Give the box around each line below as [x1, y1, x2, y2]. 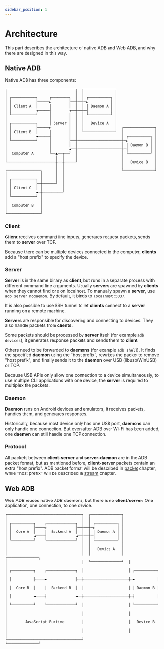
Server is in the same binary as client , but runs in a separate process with [5, 277, 155, 283]
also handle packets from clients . [5, 323, 73, 328]
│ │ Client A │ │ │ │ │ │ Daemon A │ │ [5, 104, 118, 109]
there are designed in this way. [5, 50, 67, 56]
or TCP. [5, 362, 21, 368]
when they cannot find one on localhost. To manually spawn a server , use [5, 288, 155, 294]
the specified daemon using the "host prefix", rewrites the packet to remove [5, 352, 160, 358]
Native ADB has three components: [5, 77, 76, 83]
